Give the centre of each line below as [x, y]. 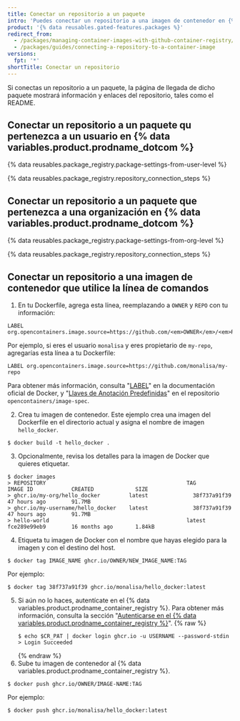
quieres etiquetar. [44, 464]
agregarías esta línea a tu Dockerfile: [61, 353]
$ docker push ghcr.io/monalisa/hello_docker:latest [87, 711]
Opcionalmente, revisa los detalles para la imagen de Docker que [113, 456]
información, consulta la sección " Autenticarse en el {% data [107, 616]
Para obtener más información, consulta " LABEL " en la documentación [111, 386]
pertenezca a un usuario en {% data [89, 136]
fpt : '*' [27, 61]
